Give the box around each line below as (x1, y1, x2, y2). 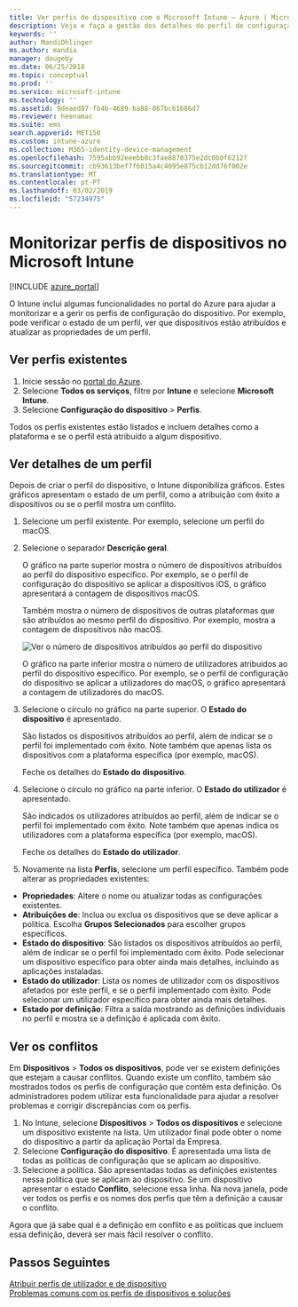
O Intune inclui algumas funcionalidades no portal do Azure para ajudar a (9, 298, 277, 309)
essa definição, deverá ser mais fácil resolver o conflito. (9, 1229, 214, 1240)
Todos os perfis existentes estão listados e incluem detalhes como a (9, 421, 259, 432)
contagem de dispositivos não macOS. (21, 624, 164, 635)
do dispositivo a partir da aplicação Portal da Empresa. (21, 1137, 223, 1147)
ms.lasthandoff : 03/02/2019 (9, 186, 114, 195)
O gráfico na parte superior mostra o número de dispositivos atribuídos (21, 560, 282, 571)
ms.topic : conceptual (9, 71, 90, 80)
